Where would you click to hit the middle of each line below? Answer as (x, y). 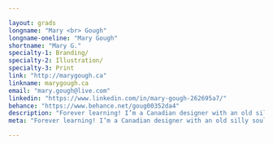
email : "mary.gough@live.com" (60, 91)
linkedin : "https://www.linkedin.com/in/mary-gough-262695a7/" (118, 98)
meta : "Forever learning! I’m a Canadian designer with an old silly (129, 121)
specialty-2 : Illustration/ (56, 61)
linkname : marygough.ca (49, 83)
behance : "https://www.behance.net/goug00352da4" (94, 106)
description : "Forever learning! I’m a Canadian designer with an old (130, 113)
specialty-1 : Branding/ (49, 53)
